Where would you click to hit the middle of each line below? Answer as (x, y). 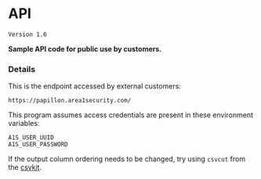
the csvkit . (25, 167)
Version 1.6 (27, 34)
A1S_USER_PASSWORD (38, 145)
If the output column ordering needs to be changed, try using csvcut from (127, 159)
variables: (24, 124)
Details (22, 69)
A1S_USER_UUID (31, 138)
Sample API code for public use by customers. (85, 48)
